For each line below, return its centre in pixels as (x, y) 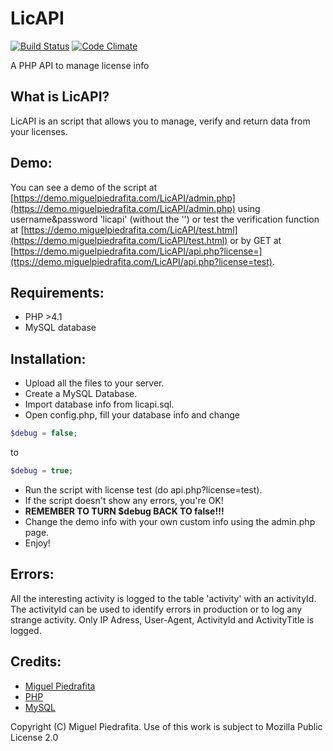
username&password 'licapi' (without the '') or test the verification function (165, 219)
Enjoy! (37, 543)
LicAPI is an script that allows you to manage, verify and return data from (160, 121)
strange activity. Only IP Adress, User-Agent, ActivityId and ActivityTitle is (162, 619)
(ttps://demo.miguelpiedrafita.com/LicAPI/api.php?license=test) (141, 261)
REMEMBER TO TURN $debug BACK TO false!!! (124, 511)
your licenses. (39, 131)
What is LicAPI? (60, 97)
